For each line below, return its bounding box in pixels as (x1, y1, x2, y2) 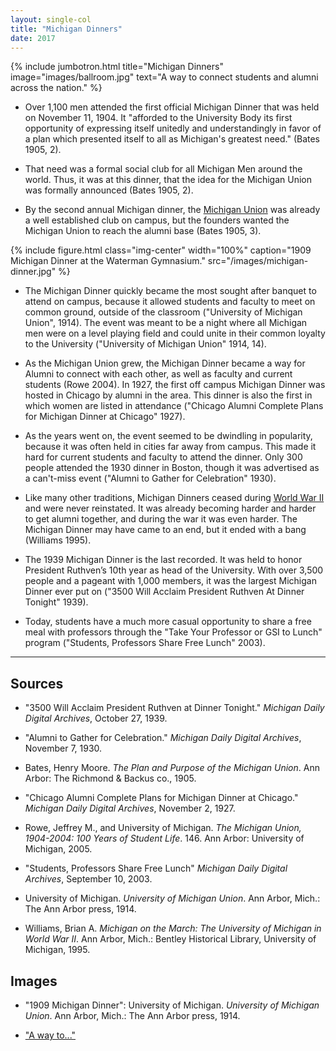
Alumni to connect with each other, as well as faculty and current (24, 368, 293, 380)
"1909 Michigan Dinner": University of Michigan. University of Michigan (24, 999, 320, 1011)
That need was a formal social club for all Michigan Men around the (24, 163, 303, 175)
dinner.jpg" (10, 266, 57, 278)
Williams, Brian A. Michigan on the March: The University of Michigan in (24, 922, 322, 935)
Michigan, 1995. (24, 944, 91, 956)
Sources (10, 675, 64, 692)
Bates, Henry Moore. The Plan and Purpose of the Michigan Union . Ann (24, 762, 320, 774)
